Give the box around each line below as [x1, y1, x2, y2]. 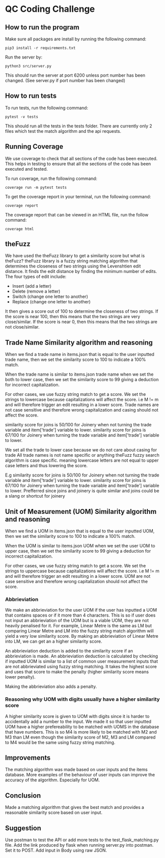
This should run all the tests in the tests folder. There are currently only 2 [5, 123, 152, 129]
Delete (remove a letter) [12, 289, 60, 295]
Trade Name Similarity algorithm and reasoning [5, 338, 153, 347]
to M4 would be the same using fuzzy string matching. [5, 739, 115, 745]
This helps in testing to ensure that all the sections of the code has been [5, 161, 151, 167]
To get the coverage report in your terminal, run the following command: [5, 193, 151, 200]
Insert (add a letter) [12, 283, 52, 289]
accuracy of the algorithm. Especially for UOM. [5, 777, 100, 783]
